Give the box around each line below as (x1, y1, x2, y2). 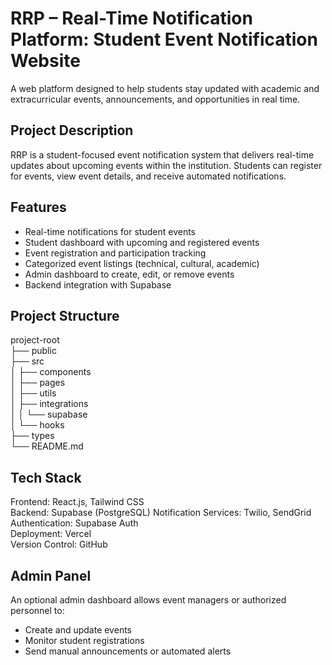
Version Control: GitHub (10, 538, 108, 551)
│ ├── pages (10, 377, 66, 389)
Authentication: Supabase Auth (10, 517, 139, 529)
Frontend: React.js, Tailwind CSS (10, 496, 145, 508)
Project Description (10, 122, 134, 139)
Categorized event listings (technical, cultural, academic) (24, 257, 260, 269)
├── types (10, 430, 55, 442)
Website (10, 50, 81, 72)
